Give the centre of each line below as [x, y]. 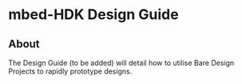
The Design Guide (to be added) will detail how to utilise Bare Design [121, 63]
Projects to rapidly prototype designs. [70, 71]
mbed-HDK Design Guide [93, 15]
